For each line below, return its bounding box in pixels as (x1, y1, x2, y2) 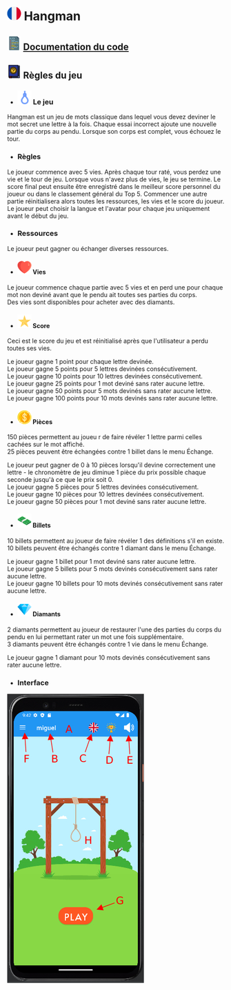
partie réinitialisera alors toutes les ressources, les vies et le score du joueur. (7, 196, 225, 205)
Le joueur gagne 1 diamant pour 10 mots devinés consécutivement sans (7, 653, 210, 661)
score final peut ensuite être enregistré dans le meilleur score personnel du (7, 182, 221, 190)
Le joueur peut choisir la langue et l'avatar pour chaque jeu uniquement (7, 204, 210, 212)
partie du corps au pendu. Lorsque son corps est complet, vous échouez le (7, 128, 221, 136)
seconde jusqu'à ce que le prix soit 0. (7, 476, 114, 484)
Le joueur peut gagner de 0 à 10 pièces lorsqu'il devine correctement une (7, 461, 216, 469)
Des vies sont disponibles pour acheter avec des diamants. (7, 298, 175, 306)
